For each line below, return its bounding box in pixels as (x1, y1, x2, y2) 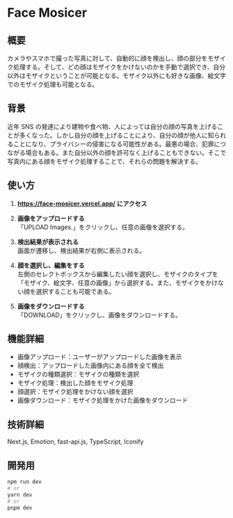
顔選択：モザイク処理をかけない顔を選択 (17, 388, 134, 396)
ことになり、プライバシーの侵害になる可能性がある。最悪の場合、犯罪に (13, 139, 220, 148)
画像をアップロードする (17, 214, 85, 222)
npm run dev (7, 478, 42, 485)
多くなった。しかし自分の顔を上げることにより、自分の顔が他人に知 (19, 131, 214, 139)
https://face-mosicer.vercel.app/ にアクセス (17, 199, 147, 207)
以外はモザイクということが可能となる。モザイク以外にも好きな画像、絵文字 (7, 72, 227, 79)
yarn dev (7, 491, 33, 499)
